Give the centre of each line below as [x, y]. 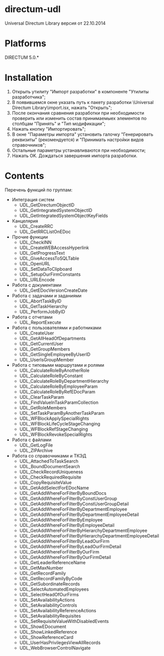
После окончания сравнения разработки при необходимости [78, 113]
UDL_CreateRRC [36, 226]
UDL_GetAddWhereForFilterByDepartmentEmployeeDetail [79, 514]
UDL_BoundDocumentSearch [50, 466]
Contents [25, 176]
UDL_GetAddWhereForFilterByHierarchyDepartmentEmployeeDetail [89, 535]
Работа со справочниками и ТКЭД [49, 456]
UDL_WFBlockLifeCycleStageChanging [60, 423]
